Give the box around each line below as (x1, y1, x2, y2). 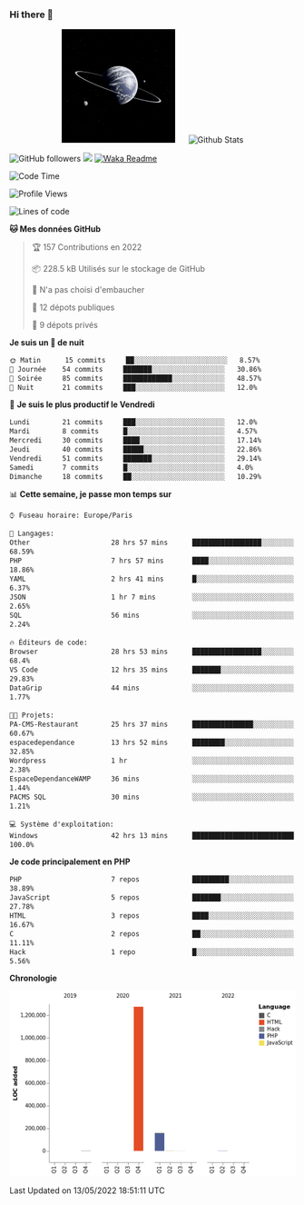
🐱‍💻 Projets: (9, 711, 54, 721)
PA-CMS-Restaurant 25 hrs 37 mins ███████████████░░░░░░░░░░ (9, 720, 295, 730)
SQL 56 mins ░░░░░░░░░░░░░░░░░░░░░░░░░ (9, 611, 295, 621)
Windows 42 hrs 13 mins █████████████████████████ (9, 832, 295, 841)
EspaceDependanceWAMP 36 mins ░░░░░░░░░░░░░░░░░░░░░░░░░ (9, 774, 295, 784)
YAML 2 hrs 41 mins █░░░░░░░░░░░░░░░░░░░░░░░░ (9, 574, 295, 584)
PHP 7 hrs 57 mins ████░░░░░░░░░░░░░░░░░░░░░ (9, 556, 295, 566)
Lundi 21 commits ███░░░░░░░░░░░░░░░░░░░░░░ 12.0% (9, 418, 258, 427)
